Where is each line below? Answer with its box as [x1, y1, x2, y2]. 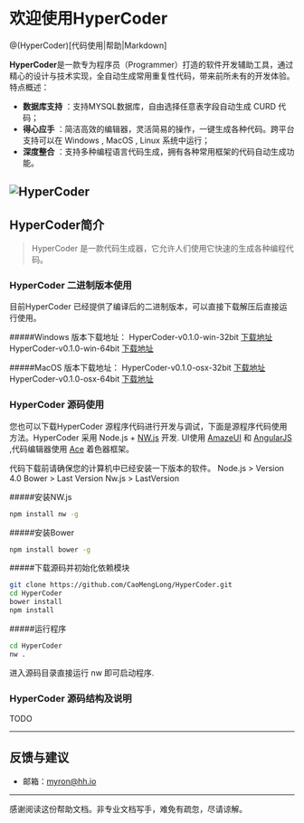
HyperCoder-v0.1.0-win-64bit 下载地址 [9, 343, 154, 354]
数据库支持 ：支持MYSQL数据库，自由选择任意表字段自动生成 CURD [22, 100, 277, 111]
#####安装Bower [9, 526, 75, 538]
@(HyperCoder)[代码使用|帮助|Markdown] [9, 40, 167, 51]
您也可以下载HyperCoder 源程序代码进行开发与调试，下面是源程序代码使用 [9, 421, 288, 431]
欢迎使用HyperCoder [9, 8, 168, 29]
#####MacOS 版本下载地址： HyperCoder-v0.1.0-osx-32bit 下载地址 [9, 363, 266, 374]
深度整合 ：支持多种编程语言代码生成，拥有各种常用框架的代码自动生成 [22, 146, 287, 156]
